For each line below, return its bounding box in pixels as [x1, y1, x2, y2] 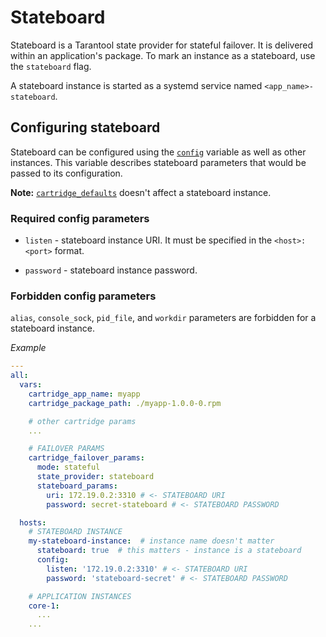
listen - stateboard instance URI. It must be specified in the [24, 234, 273, 246]
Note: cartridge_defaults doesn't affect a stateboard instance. [10, 186, 272, 198]
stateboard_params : [36, 481, 118, 491]
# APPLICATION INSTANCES [28, 591, 132, 601]
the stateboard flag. [10, 60, 92, 72]
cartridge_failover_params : [28, 453, 145, 463]
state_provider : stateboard [36, 472, 155, 482]
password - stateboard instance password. [24, 264, 198, 276]
